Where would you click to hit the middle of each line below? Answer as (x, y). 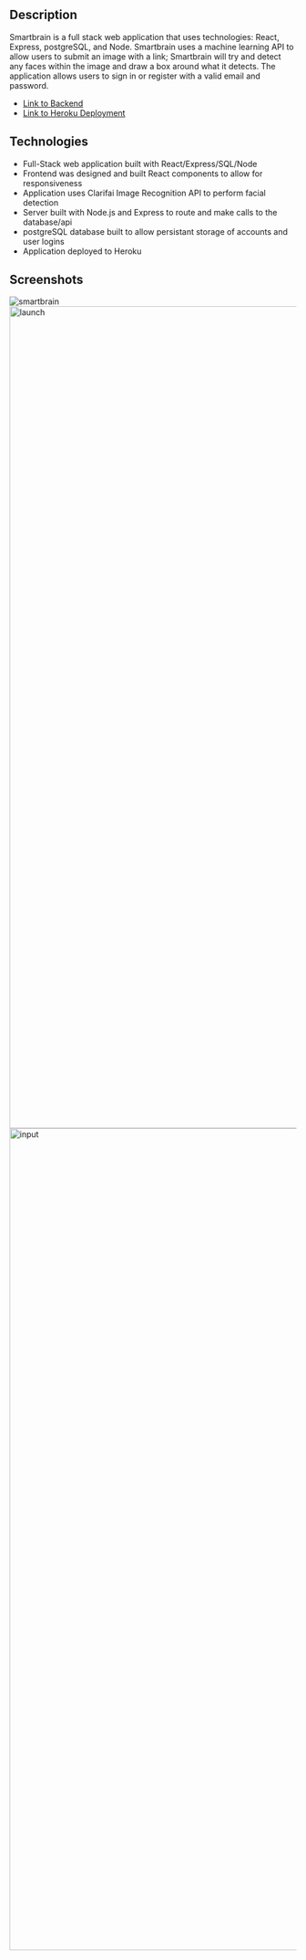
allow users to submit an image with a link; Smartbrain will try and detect (145, 56)
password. (29, 85)
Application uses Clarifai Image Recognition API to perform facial (144, 193)
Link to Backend (53, 103)
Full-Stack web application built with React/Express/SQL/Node (140, 163)
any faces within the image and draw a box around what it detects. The (143, 66)
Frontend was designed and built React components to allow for (143, 174)
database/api (47, 222)
